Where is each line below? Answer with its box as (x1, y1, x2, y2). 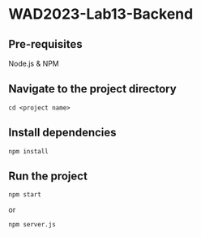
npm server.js (8, 221, 57, 229)
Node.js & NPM (8, 58, 59, 68)
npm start (8, 191, 42, 199)
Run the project (8, 170, 88, 183)
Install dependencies (8, 126, 117, 140)
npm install (8, 147, 49, 155)
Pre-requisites (8, 37, 83, 51)
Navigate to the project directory (8, 82, 177, 96)
